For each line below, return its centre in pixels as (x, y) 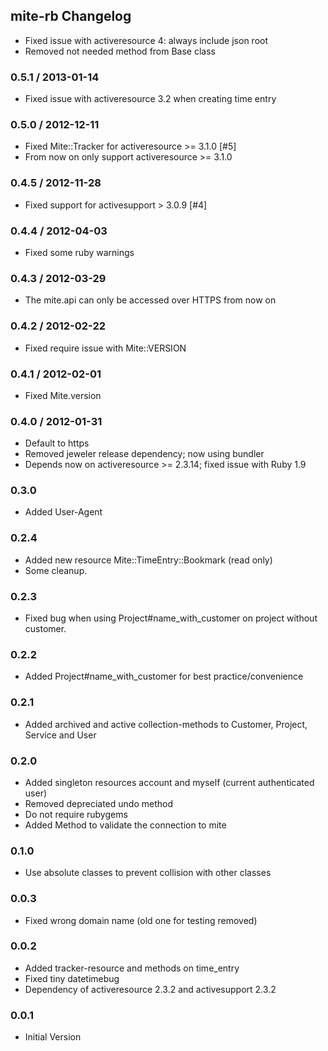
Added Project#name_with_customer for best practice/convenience (164, 676)
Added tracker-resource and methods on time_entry (132, 968)
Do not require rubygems (76, 814)
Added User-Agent (63, 512)
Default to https (57, 443)
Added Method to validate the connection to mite (125, 825)
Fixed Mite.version (63, 395)
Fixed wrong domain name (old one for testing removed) (141, 920)
